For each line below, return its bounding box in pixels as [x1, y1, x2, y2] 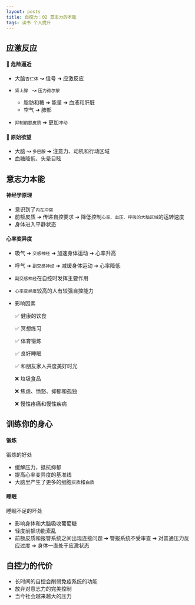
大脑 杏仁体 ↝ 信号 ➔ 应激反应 [14, 74, 84, 82]
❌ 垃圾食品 [14, 375, 41, 382]
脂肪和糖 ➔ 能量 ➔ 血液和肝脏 [23, 99, 95, 106]
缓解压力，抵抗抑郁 [14, 463, 62, 470]
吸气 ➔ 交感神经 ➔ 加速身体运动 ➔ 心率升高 [14, 249, 117, 256]
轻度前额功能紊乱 [14, 527, 57, 534]
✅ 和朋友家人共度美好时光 [14, 362, 78, 369]
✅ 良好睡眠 [14, 350, 42, 357]
